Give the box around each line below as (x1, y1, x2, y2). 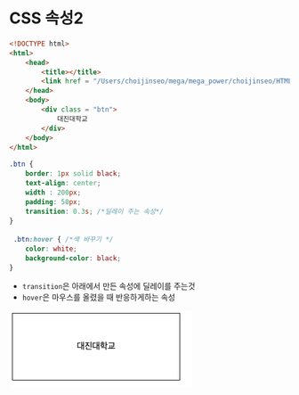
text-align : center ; (25, 179, 101, 188)
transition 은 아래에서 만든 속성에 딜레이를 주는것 (21, 280, 196, 291)
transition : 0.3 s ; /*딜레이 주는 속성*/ (25, 207, 165, 216)
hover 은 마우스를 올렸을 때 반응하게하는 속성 (21, 292, 176, 302)
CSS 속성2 (9, 8, 85, 29)
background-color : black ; (25, 254, 122, 263)
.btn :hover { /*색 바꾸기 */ (12, 235, 114, 244)
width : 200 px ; (25, 188, 82, 197)
